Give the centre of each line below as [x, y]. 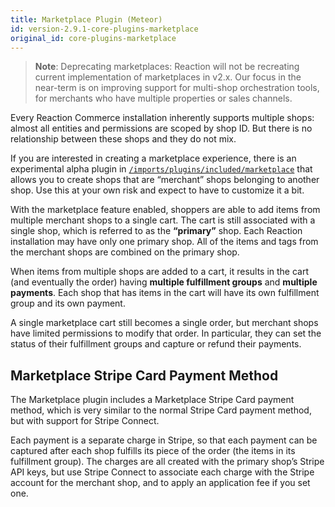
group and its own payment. [68, 303]
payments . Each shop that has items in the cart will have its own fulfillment [165, 293]
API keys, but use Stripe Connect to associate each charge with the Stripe [162, 472]
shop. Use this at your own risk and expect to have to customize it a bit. [157, 190]
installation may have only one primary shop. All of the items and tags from [164, 242]
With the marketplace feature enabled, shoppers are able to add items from [165, 210]
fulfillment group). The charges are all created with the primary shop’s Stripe [167, 462]
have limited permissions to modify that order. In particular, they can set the [166, 333]
